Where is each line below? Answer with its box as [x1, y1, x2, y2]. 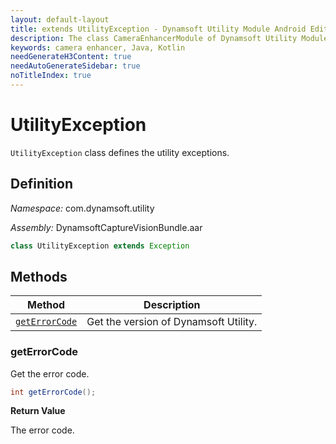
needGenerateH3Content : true [10, 52, 132, 62]
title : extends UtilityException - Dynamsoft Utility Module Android [10, 24, 307, 34]
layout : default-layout [10, 14, 110, 25]
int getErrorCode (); [10, 387, 97, 397]
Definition [10, 176, 73, 193]
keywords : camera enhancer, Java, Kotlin [10, 42, 186, 53]
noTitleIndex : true [10, 71, 92, 81]
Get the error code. [10, 367, 90, 380]
